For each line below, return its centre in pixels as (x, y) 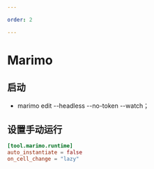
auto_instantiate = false (45, 153)
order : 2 (20, 19)
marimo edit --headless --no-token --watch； (83, 106)
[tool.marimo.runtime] (40, 146)
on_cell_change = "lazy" (43, 159)
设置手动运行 (35, 130)
